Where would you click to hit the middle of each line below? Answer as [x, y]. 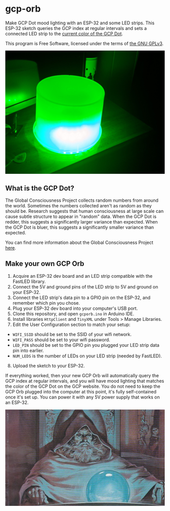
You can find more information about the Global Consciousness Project [79, 243]
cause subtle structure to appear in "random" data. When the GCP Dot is [81, 216]
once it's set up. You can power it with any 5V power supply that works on [83, 397]
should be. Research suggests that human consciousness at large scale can [84, 211]
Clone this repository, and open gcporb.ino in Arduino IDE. [73, 314]
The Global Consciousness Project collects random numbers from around [82, 200]
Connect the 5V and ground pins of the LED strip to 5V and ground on [85, 286]
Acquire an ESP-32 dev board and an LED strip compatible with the [82, 276]
